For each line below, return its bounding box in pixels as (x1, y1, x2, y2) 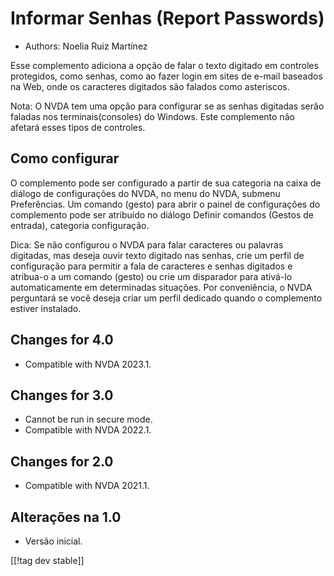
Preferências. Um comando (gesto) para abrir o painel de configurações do (10, 198, 321, 210)
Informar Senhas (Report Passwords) (10, 7, 325, 30)
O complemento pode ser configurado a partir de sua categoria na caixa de (10, 177, 322, 189)
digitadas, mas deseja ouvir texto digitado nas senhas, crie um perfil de (10, 249, 305, 261)
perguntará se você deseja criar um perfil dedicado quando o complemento (10, 292, 323, 304)
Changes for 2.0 (10, 453, 114, 470)
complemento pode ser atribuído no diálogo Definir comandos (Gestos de (10, 208, 314, 221)
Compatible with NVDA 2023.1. (24, 358, 152, 370)
